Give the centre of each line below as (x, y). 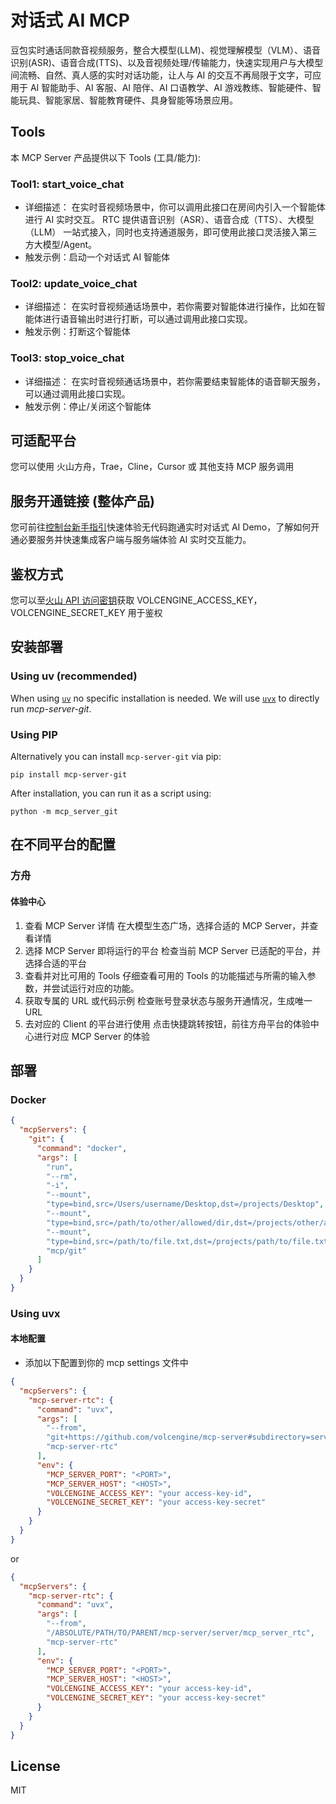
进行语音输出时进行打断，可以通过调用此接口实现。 (147, 319)
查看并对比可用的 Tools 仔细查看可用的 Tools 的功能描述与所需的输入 (166, 975)
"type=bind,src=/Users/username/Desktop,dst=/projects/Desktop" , (185, 1204)
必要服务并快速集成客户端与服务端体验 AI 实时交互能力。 (135, 540)
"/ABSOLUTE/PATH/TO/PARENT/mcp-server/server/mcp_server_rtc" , (180, 1633)
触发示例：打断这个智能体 (77, 332)
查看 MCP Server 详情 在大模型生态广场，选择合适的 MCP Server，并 (167, 925)
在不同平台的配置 (63, 844)
